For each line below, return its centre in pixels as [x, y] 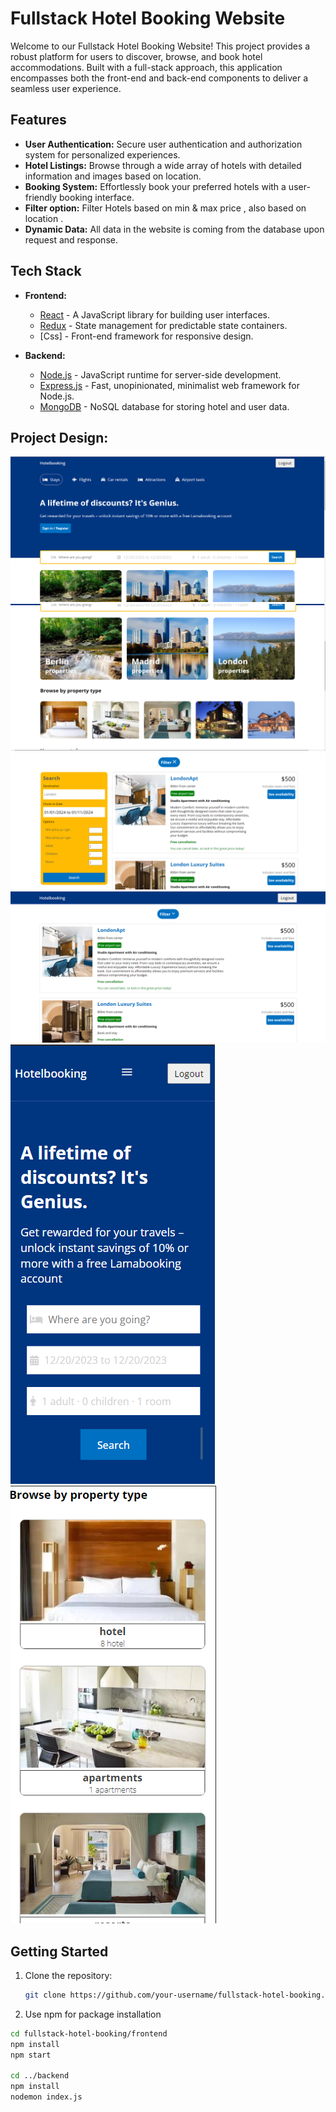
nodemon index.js [46, 2097]
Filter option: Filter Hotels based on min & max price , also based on [165, 208]
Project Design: [59, 437]
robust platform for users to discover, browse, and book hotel [136, 56]
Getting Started [59, 1951]
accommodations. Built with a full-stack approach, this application [146, 67]
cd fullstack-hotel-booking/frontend [89, 2033]
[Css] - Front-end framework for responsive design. [146, 336]
